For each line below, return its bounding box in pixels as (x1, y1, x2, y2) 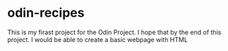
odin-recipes (7, 5, 85, 21)
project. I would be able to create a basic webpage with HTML (7, 35, 188, 43)
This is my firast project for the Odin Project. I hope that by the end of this (7, 28, 222, 36)
